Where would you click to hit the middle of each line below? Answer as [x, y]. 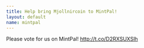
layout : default [26, 17]
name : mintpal [24, 22]
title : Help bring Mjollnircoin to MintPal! [62, 11]
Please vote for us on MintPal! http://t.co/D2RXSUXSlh [72, 39]
